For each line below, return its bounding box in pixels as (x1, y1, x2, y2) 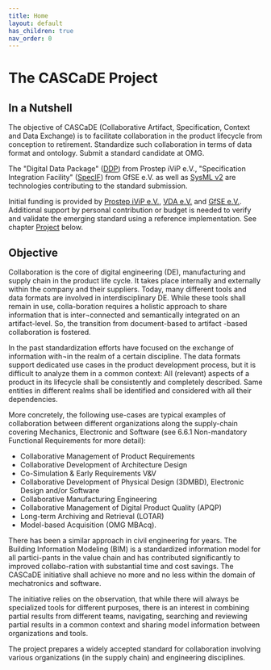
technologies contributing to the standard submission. (8, 181, 188, 191)
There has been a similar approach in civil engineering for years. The (8, 536, 237, 546)
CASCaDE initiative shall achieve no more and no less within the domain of (8, 570, 256, 580)
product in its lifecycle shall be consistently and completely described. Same (8, 377, 263, 387)
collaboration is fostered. (8, 328, 91, 337)
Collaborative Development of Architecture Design (19, 460, 188, 470)
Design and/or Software (19, 486, 100, 496)
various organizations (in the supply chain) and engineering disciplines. (8, 653, 246, 663)
